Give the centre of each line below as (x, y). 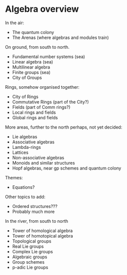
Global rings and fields (35, 117)
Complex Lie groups (32, 251)
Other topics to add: (25, 197)
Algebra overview (42, 9)
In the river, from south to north (37, 221)
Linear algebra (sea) (33, 62)
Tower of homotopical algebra (43, 236)
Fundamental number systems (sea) (49, 56)
